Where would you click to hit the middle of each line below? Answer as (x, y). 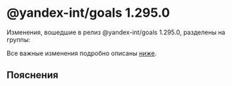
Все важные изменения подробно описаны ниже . (81, 53)
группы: (19, 39)
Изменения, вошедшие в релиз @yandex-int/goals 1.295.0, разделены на (116, 32)
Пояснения (32, 75)
